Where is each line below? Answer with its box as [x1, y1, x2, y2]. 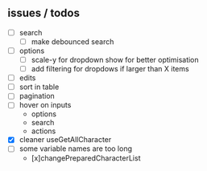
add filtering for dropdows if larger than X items [31, 64, 190, 74]
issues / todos [7, 6, 80, 20]
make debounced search [31, 36, 114, 47]
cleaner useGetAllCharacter [19, 135, 112, 145]
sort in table [19, 82, 60, 92]
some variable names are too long [19, 144, 133, 153]
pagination [19, 92, 56, 101]
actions [31, 126, 56, 136]
